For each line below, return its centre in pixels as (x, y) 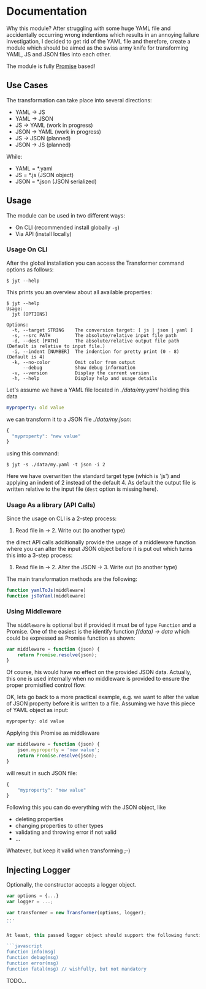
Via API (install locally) (43, 233)
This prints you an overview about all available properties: (79, 292)
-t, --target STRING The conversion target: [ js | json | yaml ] (102, 330)
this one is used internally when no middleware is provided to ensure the (98, 679)
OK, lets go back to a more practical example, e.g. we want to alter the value (103, 697)
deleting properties (39, 819)
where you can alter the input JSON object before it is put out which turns (100, 548)
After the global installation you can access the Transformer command (95, 263)
